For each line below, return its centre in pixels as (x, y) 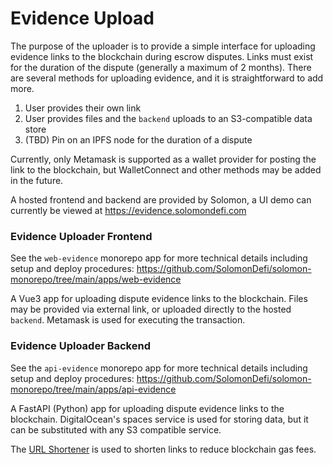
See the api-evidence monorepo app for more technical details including (159, 368)
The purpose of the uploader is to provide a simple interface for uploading (163, 46)
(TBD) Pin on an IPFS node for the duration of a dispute (138, 139)
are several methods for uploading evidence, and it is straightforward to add (167, 78)
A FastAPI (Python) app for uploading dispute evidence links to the (147, 408)
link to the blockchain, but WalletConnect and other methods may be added (166, 169)
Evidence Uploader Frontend (81, 236)
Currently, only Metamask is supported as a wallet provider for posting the (163, 159)
